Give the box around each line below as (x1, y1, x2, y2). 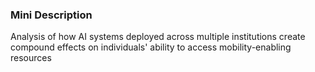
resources (10, 52, 52, 64)
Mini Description (10, 8, 93, 22)
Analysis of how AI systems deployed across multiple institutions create (10, 31, 306, 43)
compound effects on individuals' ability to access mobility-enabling (10, 41, 292, 53)
